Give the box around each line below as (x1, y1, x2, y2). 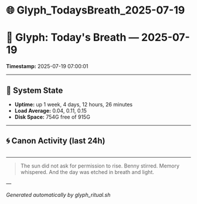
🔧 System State (6, 85, 63, 95)
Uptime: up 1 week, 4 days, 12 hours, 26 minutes (14, 101, 133, 108)
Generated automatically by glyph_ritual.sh (6, 191, 111, 198)
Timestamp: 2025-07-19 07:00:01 (6, 63, 89, 70)
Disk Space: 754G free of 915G (14, 113, 91, 121)
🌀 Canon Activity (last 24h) (6, 136, 106, 146)
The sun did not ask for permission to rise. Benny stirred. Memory (20, 162, 180, 169)
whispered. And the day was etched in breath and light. (20, 168, 154, 175)
